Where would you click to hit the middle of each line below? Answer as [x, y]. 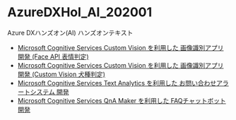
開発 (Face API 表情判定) [53, 56]
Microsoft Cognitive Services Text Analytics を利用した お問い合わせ [117, 83]
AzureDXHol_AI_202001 [80, 12]
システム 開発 [49, 92]
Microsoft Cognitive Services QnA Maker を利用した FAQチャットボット [122, 100]
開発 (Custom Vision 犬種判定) [61, 74]
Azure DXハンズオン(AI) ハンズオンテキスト [70, 32]
